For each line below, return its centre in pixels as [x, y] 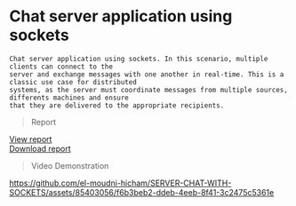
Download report [40, 148]
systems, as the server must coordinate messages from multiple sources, [149, 90]
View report [31, 139]
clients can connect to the [61, 67]
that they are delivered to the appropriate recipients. [117, 105]
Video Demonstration [70, 165]
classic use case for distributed [73, 82]
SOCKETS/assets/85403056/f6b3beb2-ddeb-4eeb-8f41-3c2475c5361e [142, 192]
